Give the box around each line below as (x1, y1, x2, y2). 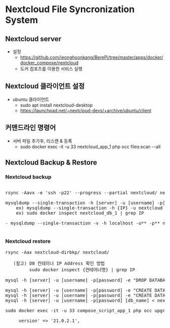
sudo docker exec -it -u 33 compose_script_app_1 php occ (5, 308, 152, 313)
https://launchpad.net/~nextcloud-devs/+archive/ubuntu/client (20, 107, 152, 114)
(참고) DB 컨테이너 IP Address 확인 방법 (13, 260, 105, 266)
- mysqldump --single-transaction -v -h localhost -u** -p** (5, 221, 160, 226)
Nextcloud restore (5, 238, 51, 245)
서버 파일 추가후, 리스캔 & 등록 (12, 138, 72, 144)
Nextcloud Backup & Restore (5, 158, 97, 167)
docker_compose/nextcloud (20, 60, 79, 65)
